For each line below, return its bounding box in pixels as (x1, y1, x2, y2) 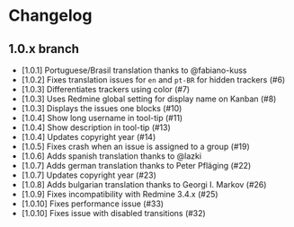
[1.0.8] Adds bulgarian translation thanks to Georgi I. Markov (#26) (21, 179, 267, 189)
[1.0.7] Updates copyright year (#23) (21, 170, 156, 180)
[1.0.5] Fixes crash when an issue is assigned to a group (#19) (21, 141, 250, 152)
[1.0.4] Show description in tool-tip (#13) (21, 122, 172, 133)
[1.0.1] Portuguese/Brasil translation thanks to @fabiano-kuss (21, 65, 247, 75)
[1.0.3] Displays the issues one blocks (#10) (21, 103, 183, 113)
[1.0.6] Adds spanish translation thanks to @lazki (21, 151, 202, 162)
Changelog (8, 5, 93, 26)
